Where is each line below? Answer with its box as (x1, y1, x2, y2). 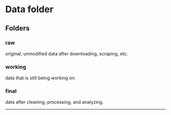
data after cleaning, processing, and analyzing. (5, 99, 104, 105)
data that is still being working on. (5, 75, 76, 81)
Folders (5, 24, 30, 33)
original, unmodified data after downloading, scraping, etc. (5, 50, 128, 56)
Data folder (5, 4, 53, 15)
